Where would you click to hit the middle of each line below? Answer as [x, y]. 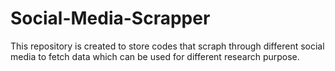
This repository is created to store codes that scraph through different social [167, 46]
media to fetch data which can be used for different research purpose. [155, 56]
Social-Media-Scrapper [110, 18]
